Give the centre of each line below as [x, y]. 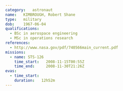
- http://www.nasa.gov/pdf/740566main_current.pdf [64, 48]
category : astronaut [29, 10]
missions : [16, 52]
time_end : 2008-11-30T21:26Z [49, 66]
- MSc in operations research [41, 38]
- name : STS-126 [27, 57]
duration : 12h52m [35, 80]
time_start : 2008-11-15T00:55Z [49, 62]
